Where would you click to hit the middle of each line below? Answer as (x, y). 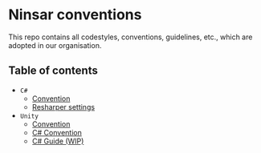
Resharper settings (63, 107)
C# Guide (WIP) (58, 141)
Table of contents (53, 71)
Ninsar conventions (75, 15)
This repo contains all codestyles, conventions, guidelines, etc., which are (130, 37)
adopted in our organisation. (55, 45)
